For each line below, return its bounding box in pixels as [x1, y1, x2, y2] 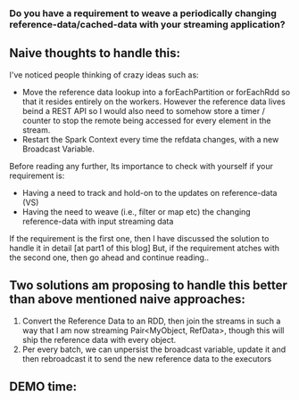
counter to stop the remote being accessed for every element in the [21, 115, 271, 126]
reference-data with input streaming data [21, 216, 174, 226]
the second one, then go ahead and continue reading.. [9, 252, 210, 263]
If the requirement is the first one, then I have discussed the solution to [9, 233, 270, 243]
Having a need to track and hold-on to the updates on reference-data [21, 187, 278, 198]
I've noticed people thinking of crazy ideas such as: [9, 69, 199, 80]
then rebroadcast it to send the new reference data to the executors [21, 353, 272, 363]
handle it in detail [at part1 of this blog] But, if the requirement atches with [9, 242, 279, 253]
